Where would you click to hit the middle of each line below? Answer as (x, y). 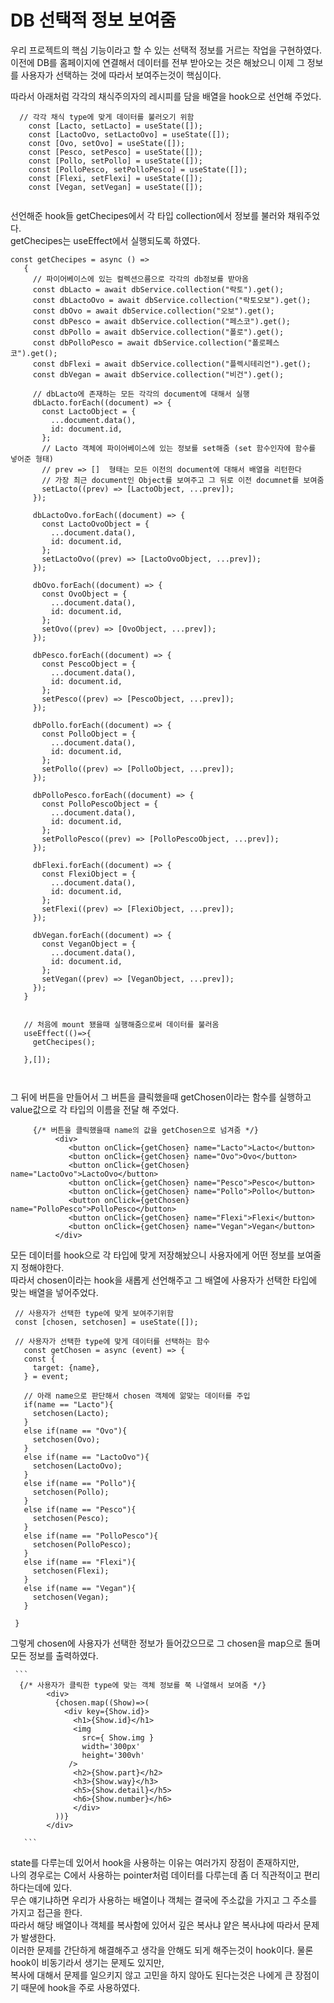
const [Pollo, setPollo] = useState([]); (115, 161)
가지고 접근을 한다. (46, 1912)
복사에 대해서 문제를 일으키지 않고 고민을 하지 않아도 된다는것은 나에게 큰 (151, 1975)
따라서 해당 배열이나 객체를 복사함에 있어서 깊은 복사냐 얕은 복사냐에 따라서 (156, 1925)
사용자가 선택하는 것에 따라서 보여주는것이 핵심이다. (121, 75)
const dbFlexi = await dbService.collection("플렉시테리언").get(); (172, 364)
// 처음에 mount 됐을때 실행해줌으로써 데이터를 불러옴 (121, 1024)
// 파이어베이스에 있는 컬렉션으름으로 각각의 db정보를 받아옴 (140, 279)
